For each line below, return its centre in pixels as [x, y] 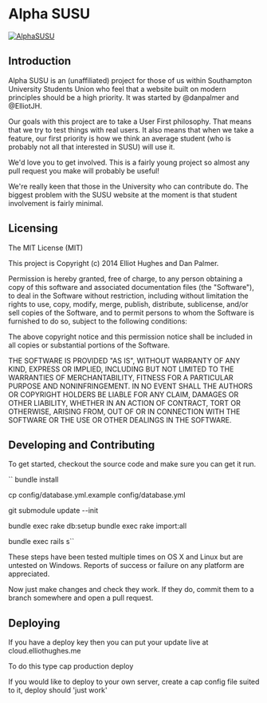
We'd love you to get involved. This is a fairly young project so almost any [129, 162]
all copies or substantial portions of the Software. [89, 345]
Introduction [40, 61]
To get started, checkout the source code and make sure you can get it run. [132, 464]
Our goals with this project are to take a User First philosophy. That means [130, 121]
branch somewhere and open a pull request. [81, 598]
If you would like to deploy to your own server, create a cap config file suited [134, 682]
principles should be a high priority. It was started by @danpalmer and [124, 97]
